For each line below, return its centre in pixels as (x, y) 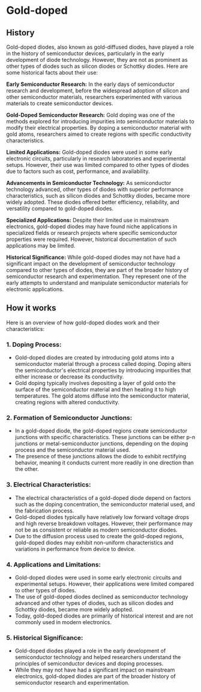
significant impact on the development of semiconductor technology (91, 264)
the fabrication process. (44, 511)
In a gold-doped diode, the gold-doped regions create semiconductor (101, 431)
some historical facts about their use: (52, 72)
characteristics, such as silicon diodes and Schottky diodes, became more (98, 196)
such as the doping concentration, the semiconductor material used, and (105, 504)
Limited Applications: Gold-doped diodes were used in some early (89, 152)
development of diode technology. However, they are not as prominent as (97, 60)
